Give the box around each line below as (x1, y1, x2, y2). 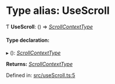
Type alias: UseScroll (6, 4, 110, 17)
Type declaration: (6, 36, 50, 43)
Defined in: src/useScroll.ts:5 (6, 72, 76, 79)
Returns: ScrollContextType (6, 61, 73, 68)
